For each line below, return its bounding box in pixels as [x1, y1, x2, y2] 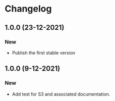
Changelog [5, 3, 52, 15]
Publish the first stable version [12, 49, 76, 56]
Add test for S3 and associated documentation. [12, 91, 110, 97]
